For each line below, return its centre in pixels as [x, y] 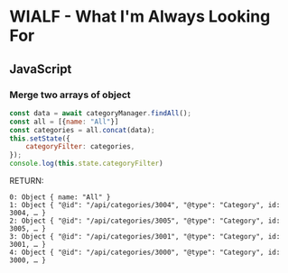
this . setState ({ [40, 138]
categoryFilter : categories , [80, 147]
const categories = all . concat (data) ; [82, 130]
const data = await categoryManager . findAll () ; [101, 113]
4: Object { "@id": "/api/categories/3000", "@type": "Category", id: [145, 252]
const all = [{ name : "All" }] [64, 122]
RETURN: [27, 181]
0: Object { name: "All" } [60, 197]
